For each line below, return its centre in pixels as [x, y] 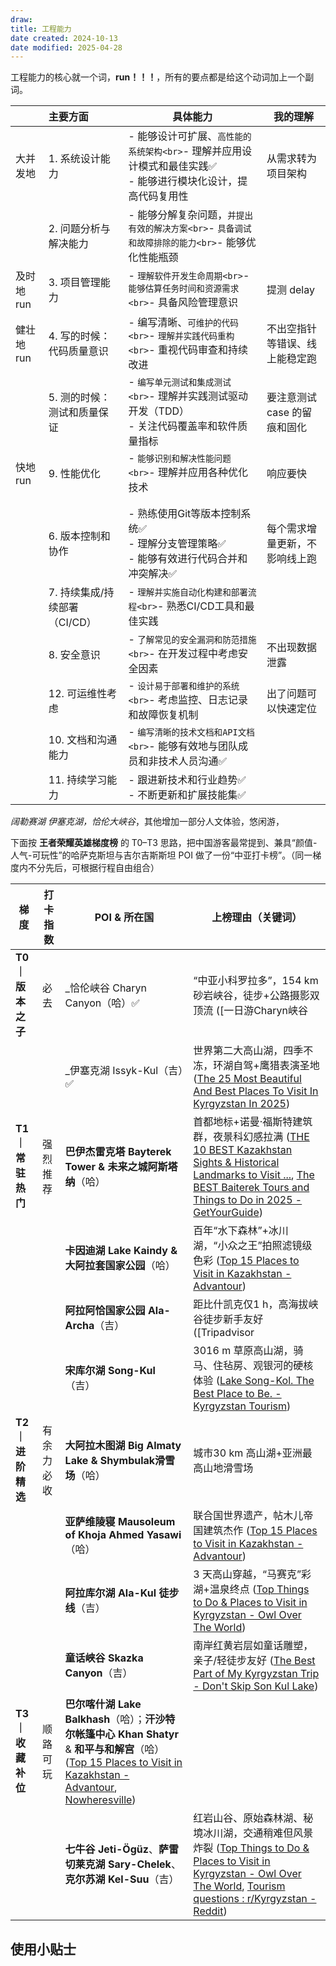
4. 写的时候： [79, 336]
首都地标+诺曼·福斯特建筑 [253, 1122]
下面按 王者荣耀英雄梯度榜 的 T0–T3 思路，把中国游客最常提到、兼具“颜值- [164, 843]
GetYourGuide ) [228, 1213]
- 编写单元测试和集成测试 [180, 382]
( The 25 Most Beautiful [247, 1079]
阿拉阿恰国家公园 [105, 1311]
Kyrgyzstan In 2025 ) [242, 1104]
